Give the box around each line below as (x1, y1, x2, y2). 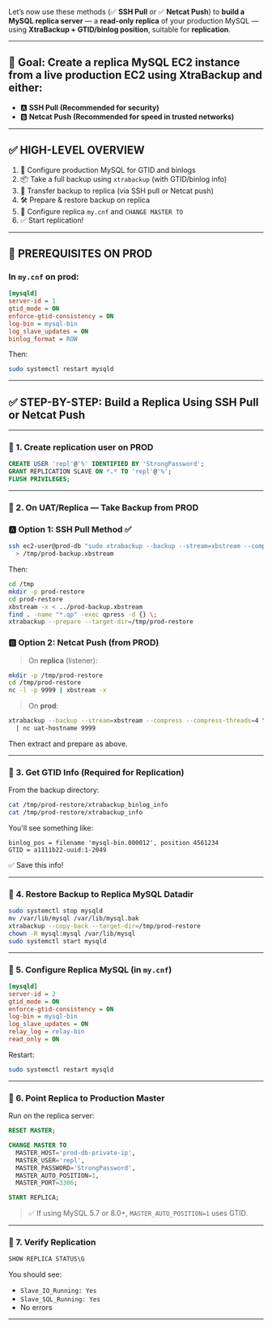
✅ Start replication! (19, 215, 84, 225)
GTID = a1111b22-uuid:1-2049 (8, 846, 107, 854)
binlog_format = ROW (8, 334, 79, 343)
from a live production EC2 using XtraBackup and (8, 68, 263, 82)
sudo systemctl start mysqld (8, 937, 107, 945)
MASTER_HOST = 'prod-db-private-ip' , (15, 1149, 136, 1157)
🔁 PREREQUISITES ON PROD (8, 247, 153, 261)
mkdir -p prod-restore (8, 588, 85, 596)
